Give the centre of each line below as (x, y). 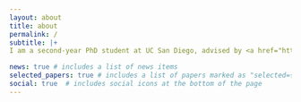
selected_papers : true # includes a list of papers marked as (128, 76)
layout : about (36, 17)
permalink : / (34, 34)
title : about (34, 26)
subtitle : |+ (34, 42)
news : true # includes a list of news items (94, 67)
